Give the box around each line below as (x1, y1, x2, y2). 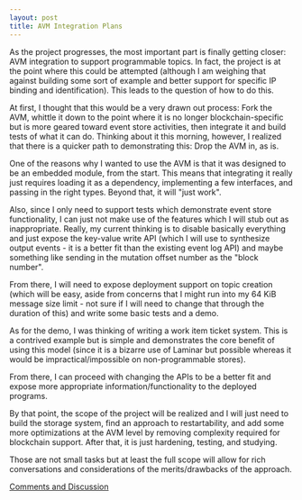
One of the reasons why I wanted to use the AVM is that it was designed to (9, 158, 287, 168)
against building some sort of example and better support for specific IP (9, 75, 277, 86)
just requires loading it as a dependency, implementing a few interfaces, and (9, 177, 293, 187)
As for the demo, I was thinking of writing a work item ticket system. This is (9, 325, 288, 336)
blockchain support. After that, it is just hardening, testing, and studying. (9, 436, 278, 447)
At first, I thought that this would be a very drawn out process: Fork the (9, 102, 273, 113)
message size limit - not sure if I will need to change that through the (9, 298, 264, 309)
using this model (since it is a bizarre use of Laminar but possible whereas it (9, 344, 292, 355)
